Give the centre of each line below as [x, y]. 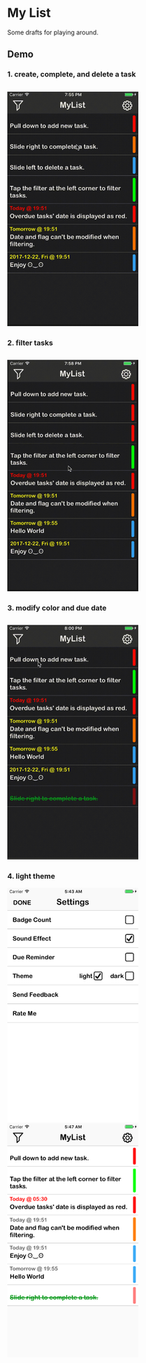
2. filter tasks [30, 343]
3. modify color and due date [57, 608]
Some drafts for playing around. [53, 32]
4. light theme [31, 876]
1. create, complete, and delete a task [72, 74]
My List [29, 13]
